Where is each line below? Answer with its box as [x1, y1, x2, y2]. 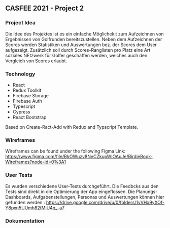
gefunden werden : [5, 199, 45, 205]
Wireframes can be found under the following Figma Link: [5, 148, 126, 154]
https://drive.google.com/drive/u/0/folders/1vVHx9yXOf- [46, 199, 165, 205]
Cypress [12, 108, 30, 115]
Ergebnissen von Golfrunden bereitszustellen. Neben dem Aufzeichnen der [5, 36, 162, 42]
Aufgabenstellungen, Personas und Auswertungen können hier [32, 194, 164, 200]
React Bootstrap [12, 114, 47, 120]
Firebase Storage [12, 92, 49, 98]
